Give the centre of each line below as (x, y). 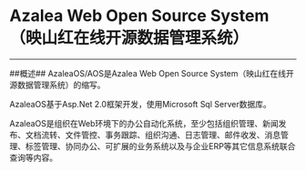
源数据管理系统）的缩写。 (57, 85)
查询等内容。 (33, 157)
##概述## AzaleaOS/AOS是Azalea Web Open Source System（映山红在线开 (152, 73)
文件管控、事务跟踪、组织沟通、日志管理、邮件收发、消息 (173, 135)
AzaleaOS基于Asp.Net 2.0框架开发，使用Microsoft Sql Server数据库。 (140, 104)
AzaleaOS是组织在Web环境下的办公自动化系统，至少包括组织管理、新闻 (144, 123)
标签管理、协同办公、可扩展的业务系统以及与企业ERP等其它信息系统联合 (160, 146)
